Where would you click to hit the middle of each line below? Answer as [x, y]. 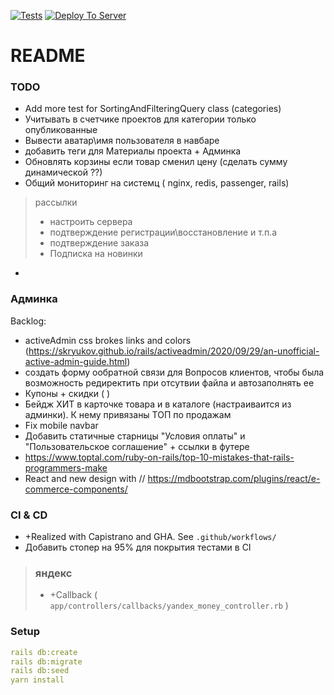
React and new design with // [85, 478]
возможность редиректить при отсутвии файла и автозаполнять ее [169, 382]
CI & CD [29, 515]
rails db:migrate [46, 661]
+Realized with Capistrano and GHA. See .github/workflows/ [150, 537]
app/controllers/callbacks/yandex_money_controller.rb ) [169, 606]
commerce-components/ [76, 489]
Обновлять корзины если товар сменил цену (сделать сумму [156, 162]
